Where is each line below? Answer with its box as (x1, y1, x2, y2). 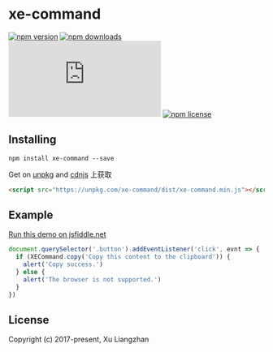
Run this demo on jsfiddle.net (8, 230, 107, 239)
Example (8, 208, 54, 222)
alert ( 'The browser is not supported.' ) (23, 275, 162, 284)
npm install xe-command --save (8, 154, 115, 162)
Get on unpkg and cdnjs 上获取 (8, 170, 112, 179)
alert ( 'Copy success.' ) (23, 260, 104, 268)
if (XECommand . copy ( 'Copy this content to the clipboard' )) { (15, 253, 231, 261)
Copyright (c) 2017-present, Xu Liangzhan (8, 334, 149, 345)
